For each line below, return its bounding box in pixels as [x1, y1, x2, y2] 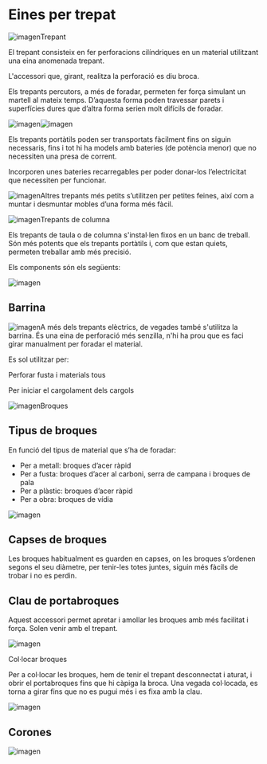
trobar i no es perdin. [8, 571, 77, 581]
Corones [8, 725, 52, 739]
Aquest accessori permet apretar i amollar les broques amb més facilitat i [8, 615, 249, 625]
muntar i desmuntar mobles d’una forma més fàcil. [8, 199, 174, 209]
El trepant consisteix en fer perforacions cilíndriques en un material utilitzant [8, 47, 259, 57]
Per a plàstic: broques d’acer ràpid [19, 486, 133, 496]
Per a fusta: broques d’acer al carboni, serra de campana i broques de [19, 468, 251, 479]
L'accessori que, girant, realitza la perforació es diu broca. [8, 71, 199, 80]
